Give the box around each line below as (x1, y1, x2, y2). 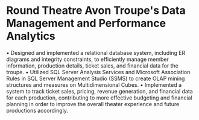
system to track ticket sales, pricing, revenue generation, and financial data (6, 87, 193, 95)
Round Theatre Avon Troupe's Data (6, 4, 186, 17)
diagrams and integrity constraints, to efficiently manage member (6, 55, 169, 63)
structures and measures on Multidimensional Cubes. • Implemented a (6, 81, 182, 88)
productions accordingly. (6, 107, 68, 114)
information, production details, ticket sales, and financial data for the (6, 62, 179, 69)
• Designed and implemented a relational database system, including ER (6, 49, 186, 56)
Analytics (6, 30, 55, 43)
